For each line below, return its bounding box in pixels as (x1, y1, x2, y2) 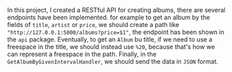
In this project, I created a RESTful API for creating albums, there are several (7, 6, 226, 14)
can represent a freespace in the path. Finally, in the (7, 50, 157, 58)
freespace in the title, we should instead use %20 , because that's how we (7, 43, 215, 51)
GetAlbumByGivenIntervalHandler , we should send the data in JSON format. (7, 57, 219, 65)
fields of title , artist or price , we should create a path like (7, 21, 180, 28)
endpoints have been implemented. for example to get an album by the (7, 13, 210, 21)
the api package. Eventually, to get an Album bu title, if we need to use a (7, 35, 212, 44)
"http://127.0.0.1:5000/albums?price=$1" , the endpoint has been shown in (7, 28, 224, 36)
